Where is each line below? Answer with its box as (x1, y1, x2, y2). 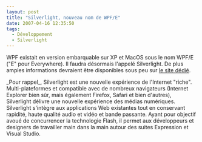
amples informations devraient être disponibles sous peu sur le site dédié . (6, 67, 191, 73)
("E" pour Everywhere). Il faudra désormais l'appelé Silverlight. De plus (6, 60, 184, 67)
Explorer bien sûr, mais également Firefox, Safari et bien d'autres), (6, 92, 172, 98)
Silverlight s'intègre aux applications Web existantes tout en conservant (6, 104, 186, 111)
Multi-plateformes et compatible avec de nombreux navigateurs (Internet (6, 85, 189, 92)
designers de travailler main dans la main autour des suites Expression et (6, 124, 189, 130)
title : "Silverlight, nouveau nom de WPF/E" (6, 15, 121, 21)
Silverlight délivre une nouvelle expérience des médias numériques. (6, 98, 176, 105)
